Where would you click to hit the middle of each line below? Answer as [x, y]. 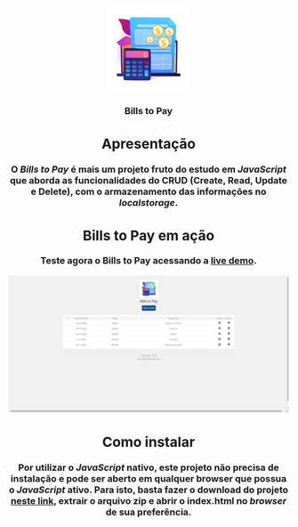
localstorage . [149, 202]
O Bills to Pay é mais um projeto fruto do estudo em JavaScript [149, 169]
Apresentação [149, 144]
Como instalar [149, 442]
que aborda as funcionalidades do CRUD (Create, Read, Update [149, 180]
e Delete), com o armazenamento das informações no [149, 191]
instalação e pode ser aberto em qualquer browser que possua [149, 478]
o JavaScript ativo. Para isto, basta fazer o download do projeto [149, 490]
